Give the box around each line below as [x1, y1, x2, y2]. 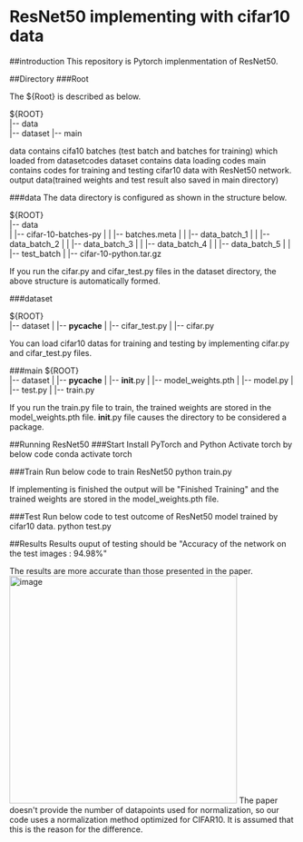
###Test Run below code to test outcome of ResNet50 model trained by [9, 510, 279, 521]
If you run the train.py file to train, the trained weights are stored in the [9, 401, 272, 412]
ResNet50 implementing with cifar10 [9, 6, 290, 27]
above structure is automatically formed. [9, 275, 161, 286]
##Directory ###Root [9, 73, 89, 84]
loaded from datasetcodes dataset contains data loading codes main [9, 154, 267, 165]
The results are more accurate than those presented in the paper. [9, 565, 253, 576]
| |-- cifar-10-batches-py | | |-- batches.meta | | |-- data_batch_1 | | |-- [9, 229, 270, 240]
